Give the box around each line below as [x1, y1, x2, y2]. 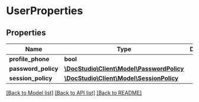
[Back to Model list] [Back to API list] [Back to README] [6, 90, 142, 96]
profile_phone [9, 55, 50, 63]
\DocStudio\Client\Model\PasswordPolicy [64, 65, 184, 73]
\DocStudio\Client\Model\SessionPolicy [64, 74, 179, 82]
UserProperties [6, 4, 84, 18]
